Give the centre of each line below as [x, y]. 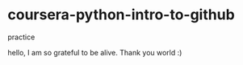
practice [21, 37]
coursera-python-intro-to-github [121, 15]
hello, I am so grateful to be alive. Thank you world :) [95, 52]
